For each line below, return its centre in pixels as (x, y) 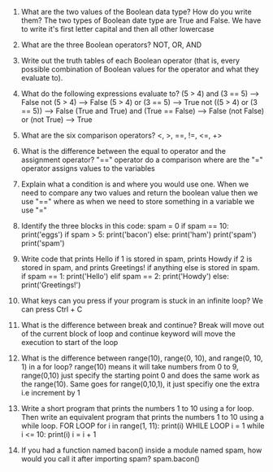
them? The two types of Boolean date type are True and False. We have (141, 20)
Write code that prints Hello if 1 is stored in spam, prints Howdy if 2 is (136, 259)
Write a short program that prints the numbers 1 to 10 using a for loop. (137, 409)
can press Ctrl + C (52, 309)
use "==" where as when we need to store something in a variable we (138, 201)
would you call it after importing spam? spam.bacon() (110, 459)
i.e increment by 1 (50, 393)
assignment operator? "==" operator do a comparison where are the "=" (142, 160)
